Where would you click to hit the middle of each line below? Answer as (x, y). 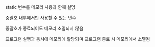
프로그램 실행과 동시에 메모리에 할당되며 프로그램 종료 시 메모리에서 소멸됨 (78, 39)
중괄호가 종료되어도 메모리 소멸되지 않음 (44, 28)
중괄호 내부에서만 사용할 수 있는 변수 (41, 18)
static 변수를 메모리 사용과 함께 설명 (40, 7)
